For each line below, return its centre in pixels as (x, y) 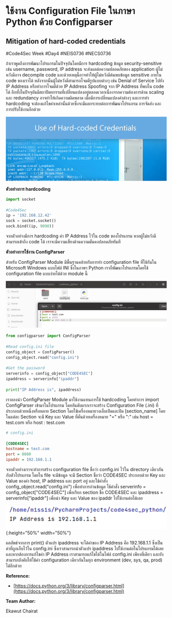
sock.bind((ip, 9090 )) (30, 226)
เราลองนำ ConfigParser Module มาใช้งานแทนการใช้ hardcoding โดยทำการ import (82, 399)
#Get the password (25, 368)
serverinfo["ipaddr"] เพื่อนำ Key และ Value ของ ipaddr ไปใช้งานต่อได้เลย (74, 498)
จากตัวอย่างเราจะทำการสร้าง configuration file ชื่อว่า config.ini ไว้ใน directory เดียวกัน (85, 469)
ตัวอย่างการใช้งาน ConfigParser (35, 252)
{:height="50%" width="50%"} (39, 533)
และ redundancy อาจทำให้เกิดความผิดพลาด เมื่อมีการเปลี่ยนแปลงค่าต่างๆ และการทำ (78, 98)
